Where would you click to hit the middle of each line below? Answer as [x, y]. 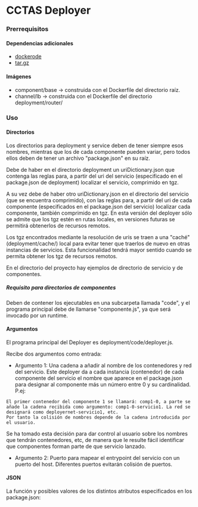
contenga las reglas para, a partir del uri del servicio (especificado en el [95, 176]
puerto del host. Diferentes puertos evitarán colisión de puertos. [94, 464]
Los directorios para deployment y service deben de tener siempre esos [95, 145]
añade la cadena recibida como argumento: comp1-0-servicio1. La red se [98, 407]
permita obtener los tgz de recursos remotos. [62, 256]
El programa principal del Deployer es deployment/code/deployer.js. [90, 342]
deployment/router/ [38, 103]
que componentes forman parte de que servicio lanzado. [76, 446]
